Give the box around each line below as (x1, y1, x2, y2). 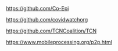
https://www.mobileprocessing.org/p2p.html (6, 39, 112, 45)
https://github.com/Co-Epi (6, 5, 69, 12)
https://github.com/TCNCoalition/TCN (6, 27, 97, 34)
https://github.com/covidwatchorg (6, 16, 88, 23)
